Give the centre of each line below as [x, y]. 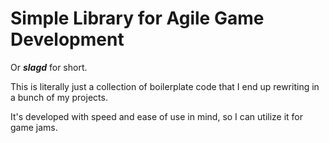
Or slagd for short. [49, 67]
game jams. [34, 127]
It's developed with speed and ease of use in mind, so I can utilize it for [157, 116]
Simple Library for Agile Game [137, 18]
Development [67, 39]
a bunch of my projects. [59, 97]
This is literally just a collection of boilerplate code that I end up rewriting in [165, 86]
